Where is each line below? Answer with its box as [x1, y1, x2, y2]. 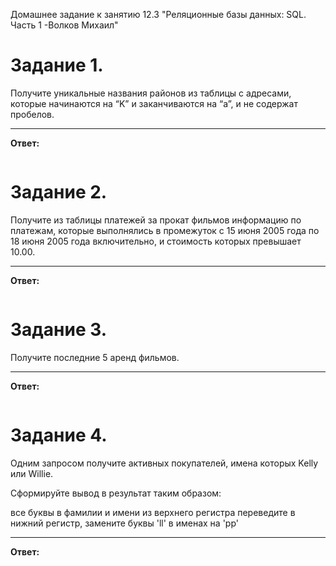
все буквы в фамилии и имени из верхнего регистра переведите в [10, 506, 296, 518]
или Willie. [10, 467, 54, 479]
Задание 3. [10, 319, 108, 341]
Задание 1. [10, 54, 104, 77]
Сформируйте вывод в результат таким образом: [10, 487, 222, 499]
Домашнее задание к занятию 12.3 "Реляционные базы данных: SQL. [10, 9, 307, 20]
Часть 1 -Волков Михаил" [10, 19, 119, 31]
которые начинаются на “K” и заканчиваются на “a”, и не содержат [10, 97, 298, 109]
